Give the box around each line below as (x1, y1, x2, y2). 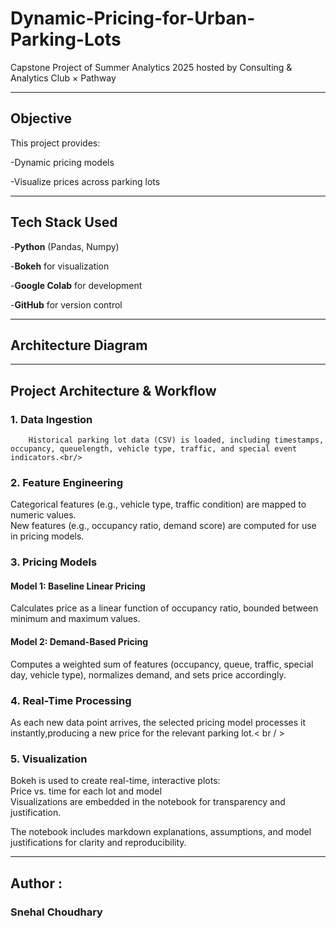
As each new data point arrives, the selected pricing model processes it (10, 716, 307, 728)
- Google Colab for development (10, 279, 143, 291)
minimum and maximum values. (10, 613, 141, 625)
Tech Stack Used (10, 214, 118, 231)
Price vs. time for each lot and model (10, 785, 162, 797)
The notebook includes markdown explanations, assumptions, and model (10, 826, 312, 838)
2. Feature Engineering (10, 475, 123, 489)
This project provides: (10, 137, 101, 149)
